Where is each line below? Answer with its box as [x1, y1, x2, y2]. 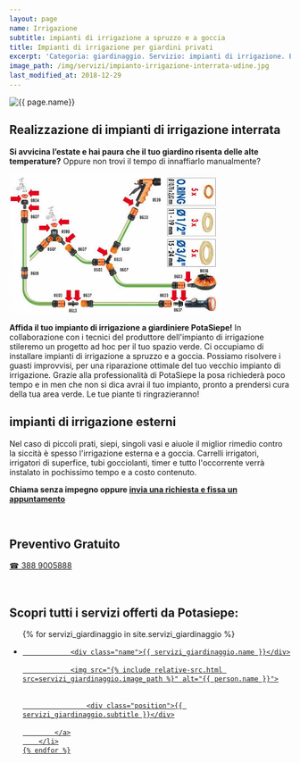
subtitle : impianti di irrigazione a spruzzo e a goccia [9, 33, 226, 42]
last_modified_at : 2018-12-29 [9, 71, 122, 80]
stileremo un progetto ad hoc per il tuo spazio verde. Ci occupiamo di [9, 340, 264, 352]
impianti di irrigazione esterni [9, 415, 177, 430]
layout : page [9, 14, 58, 23]
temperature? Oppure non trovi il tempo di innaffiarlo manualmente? [9, 155, 262, 166]
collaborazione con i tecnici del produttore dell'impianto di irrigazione [9, 331, 265, 342]
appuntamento [9, 493, 65, 504]
